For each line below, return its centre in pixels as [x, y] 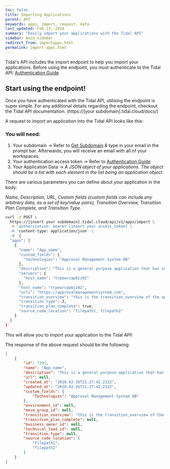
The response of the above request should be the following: [68, 345]
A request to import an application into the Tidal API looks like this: [74, 121]
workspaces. [26, 156]
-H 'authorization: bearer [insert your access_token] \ [71, 226]
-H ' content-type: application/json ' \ [52, 231]
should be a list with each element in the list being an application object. [88, 172]
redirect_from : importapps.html [39, 43]
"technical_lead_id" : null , [53, 429]
